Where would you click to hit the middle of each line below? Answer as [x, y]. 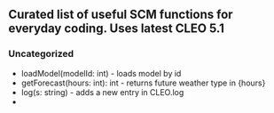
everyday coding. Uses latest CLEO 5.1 [117, 29]
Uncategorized [41, 54]
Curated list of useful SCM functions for [121, 15]
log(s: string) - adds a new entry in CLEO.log [102, 92]
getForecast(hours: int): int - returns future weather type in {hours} [143, 83]
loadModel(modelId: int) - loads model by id [101, 73]
